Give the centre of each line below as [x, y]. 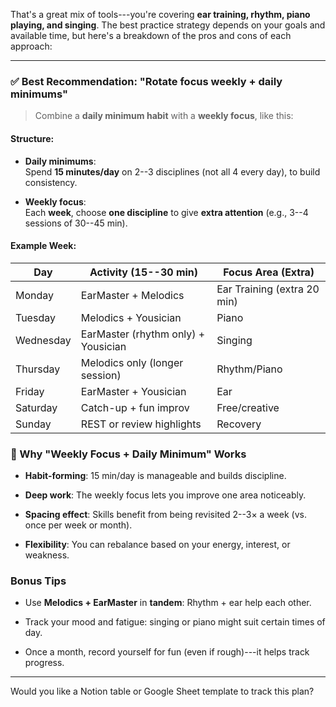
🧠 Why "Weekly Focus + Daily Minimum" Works [128, 454]
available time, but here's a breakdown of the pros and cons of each [151, 35]
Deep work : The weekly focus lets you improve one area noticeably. [165, 495]
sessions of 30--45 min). [76, 223]
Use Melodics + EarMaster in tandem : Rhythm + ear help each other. [168, 603]
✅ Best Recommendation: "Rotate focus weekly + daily [146, 81]
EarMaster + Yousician [133, 391]
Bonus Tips [38, 581]
